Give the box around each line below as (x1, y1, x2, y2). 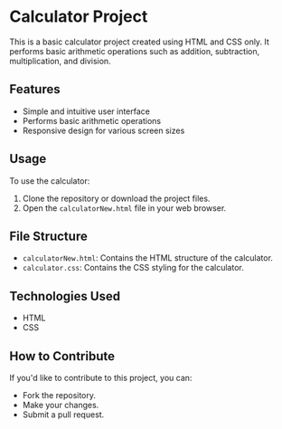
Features (9, 81, 61, 97)
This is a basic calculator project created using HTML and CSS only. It (9, 36, 269, 47)
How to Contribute (9, 348, 116, 364)
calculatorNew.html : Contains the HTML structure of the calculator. (22, 253, 274, 263)
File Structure (9, 228, 88, 243)
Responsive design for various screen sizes (22, 125, 185, 136)
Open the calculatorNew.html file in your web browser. (22, 202, 227, 214)
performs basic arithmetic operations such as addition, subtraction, (9, 45, 260, 56)
